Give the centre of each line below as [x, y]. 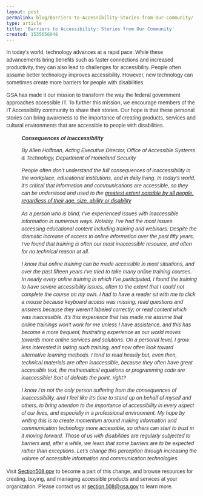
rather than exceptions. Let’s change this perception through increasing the [109, 451]
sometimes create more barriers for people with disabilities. [75, 83]
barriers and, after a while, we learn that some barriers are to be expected [108, 443]
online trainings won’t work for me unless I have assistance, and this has [106, 324]
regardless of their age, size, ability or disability [76, 201]
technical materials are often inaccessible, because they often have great [107, 362]
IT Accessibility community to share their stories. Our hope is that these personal [101, 110]
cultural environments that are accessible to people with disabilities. [85, 126]
